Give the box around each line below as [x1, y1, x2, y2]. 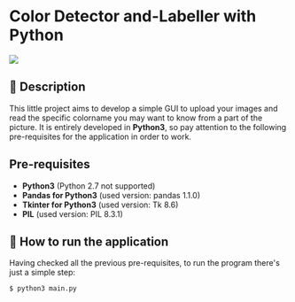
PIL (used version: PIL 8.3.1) [21, 208, 124, 219]
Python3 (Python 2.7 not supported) [21, 180, 156, 191]
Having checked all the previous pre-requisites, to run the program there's [9, 258, 281, 268]
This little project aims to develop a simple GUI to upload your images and [9, 103, 278, 113]
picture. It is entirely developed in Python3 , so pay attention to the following [9, 121, 287, 132]
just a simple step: [9, 267, 76, 278]
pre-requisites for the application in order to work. [9, 131, 192, 142]
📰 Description [9, 80, 86, 95]
